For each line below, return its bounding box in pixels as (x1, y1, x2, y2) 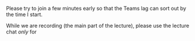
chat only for (6, 28, 37, 35)
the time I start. (6, 11, 43, 18)
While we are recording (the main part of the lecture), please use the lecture (6, 23, 189, 29)
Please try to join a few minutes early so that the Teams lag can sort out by (6, 5, 186, 12)
